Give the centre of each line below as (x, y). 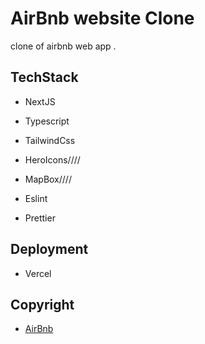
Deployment (49, 249)
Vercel (38, 273)
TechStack (44, 77)
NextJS (40, 101)
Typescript (47, 121)
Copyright (42, 304)
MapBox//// (48, 179)
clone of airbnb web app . (63, 46)
